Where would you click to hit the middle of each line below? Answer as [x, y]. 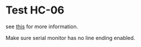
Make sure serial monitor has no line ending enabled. [70, 38]
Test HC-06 [35, 10]
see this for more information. [42, 26]
